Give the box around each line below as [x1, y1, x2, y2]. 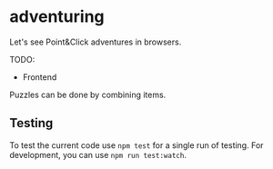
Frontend [22, 71, 57, 83]
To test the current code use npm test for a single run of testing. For [9, 139, 264, 151]
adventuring [9, 6, 105, 27]
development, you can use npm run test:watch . [9, 149, 187, 160]
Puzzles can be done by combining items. [9, 89, 167, 100]
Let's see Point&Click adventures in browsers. [9, 36, 182, 47]
